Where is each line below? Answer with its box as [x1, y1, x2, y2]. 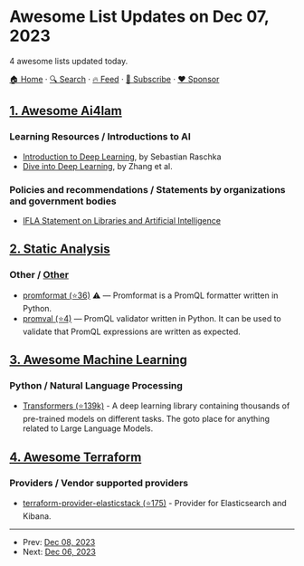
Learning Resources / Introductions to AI [9, 130, 192, 143]
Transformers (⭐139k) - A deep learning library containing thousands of [22, 400, 290, 411]
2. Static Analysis [9, 242, 110, 257]
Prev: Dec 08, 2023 [22, 536, 96, 547]
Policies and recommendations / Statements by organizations [9, 183, 287, 196]
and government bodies [9, 195, 117, 207]
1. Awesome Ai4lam [9, 103, 122, 119]
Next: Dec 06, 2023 [22, 546, 97, 557]
